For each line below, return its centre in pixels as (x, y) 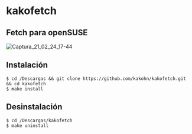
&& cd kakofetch (26, 83)
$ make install (25, 89)
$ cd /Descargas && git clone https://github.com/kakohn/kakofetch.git (96, 78)
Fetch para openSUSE (47, 33)
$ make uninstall (27, 125)
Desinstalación (34, 107)
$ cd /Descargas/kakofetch (39, 120)
